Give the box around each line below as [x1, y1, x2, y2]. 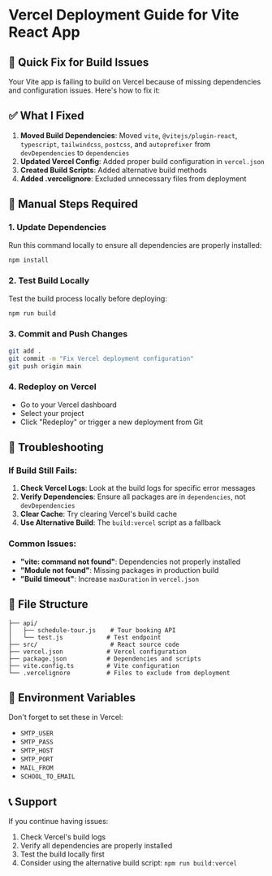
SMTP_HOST [19, 747, 54, 755]
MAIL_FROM [19, 764, 54, 773]
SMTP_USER [19, 730, 54, 738]
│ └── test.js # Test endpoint [8, 633, 162, 641]
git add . [8, 347, 42, 355]
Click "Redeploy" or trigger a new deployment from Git [19, 417, 204, 427]
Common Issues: [8, 538, 77, 549]
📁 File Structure [8, 597, 89, 611]
